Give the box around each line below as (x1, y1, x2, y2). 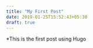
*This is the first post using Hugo (6, 36, 87, 43)
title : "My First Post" (6, 8, 64, 15)
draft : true (6, 19, 35, 25)
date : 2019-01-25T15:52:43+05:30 (6, 14, 88, 20)
